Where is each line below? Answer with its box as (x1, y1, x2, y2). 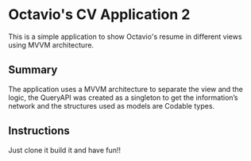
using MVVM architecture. (8, 40, 94, 49)
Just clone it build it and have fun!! (8, 145, 122, 155)
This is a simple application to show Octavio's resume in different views (8, 32, 242, 41)
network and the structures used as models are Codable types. (8, 101, 215, 110)
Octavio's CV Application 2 (8, 6, 191, 24)
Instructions (8, 125, 70, 138)
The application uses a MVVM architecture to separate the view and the (8, 84, 244, 94)
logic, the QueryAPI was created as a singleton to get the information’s (8, 93, 238, 102)
